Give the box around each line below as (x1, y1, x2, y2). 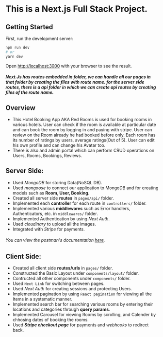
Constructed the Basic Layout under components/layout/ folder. (12, 270, 139, 276)
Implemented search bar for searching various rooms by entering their (12, 302, 153, 307)
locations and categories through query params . (12, 306, 111, 312)
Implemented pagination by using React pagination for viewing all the (12, 291, 152, 297)
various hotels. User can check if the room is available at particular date (12, 122, 157, 127)
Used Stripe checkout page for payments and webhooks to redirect (12, 322, 149, 328)
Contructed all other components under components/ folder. (12, 276, 131, 282)
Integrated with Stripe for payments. (12, 226, 85, 232)
